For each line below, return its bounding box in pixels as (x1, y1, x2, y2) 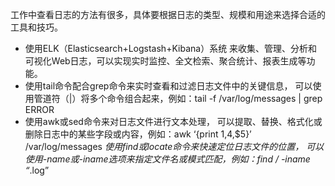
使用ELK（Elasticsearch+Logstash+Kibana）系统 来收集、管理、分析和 (24, 43, 318, 54)
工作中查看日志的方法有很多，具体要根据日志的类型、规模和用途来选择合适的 (10, 9, 326, 20)
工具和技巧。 (10, 21, 63, 33)
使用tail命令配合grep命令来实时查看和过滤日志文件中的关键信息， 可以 (24, 80, 313, 92)
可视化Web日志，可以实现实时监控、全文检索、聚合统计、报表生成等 (24, 55, 307, 67)
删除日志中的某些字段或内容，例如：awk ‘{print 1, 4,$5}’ (24, 128, 252, 140)
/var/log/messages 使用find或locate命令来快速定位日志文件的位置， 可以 (24, 141, 325, 152)
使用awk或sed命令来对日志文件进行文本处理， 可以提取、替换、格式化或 (24, 116, 323, 127)
